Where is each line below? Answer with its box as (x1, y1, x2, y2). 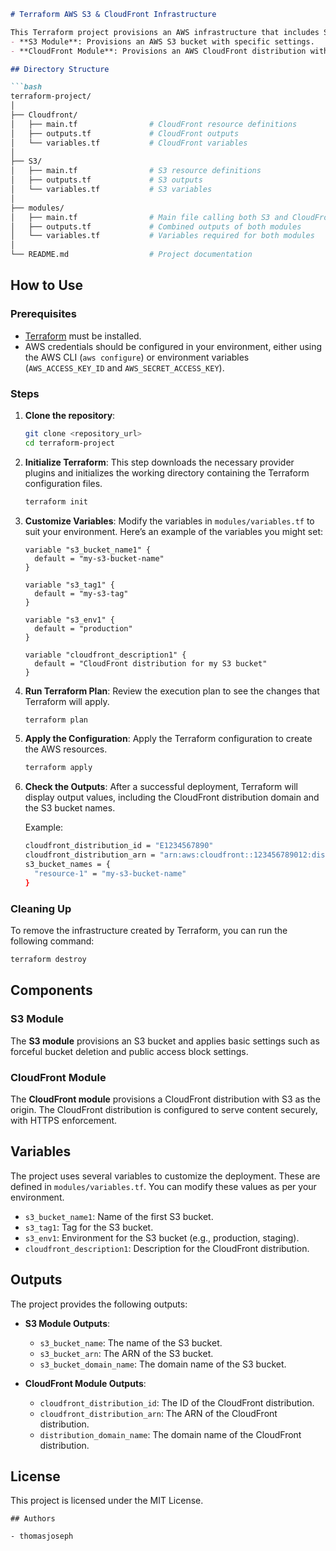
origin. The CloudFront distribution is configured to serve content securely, (10, 1103, 318, 1115)
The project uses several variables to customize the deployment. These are (10, 1170, 321, 1182)
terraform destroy (10, 955, 87, 965)
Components (10, 982, 93, 999)
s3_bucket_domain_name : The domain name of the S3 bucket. (39, 1358, 287, 1370)
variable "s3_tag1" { (24, 580, 115, 590)
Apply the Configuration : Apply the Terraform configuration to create (24, 733, 313, 745)
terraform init (24, 496, 89, 507)
